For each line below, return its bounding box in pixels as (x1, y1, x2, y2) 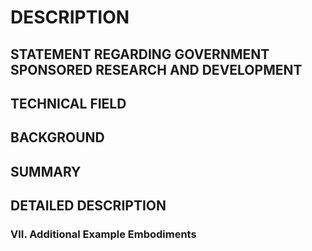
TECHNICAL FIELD (10, 95, 127, 112)
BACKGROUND (10, 129, 105, 146)
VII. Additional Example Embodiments (10, 227, 197, 241)
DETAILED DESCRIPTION (10, 197, 167, 215)
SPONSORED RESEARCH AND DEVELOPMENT (10, 61, 303, 78)
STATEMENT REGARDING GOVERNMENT (10, 46, 270, 63)
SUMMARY (10, 163, 82, 180)
